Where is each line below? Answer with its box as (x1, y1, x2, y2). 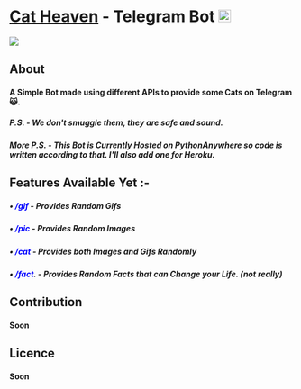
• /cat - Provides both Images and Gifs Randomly (9, 246, 197, 257)
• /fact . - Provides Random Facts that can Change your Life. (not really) (9, 268, 283, 279)
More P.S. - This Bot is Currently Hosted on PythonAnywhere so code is (9, 140, 283, 150)
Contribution (9, 294, 83, 310)
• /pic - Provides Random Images (9, 223, 136, 234)
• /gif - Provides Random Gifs (9, 200, 122, 211)
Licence (9, 346, 56, 361)
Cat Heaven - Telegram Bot (9, 6, 215, 27)
